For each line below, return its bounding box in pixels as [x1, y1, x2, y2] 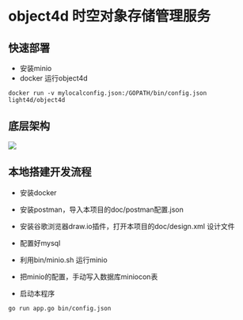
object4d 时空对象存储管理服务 [8, 7, 211, 25]
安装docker [19, 187, 57, 198]
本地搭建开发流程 [8, 165, 92, 179]
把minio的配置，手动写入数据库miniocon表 [19, 272, 158, 281]
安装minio [19, 64, 52, 73]
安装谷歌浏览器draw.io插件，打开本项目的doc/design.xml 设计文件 [19, 221, 235, 231]
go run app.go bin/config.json [8, 304, 112, 312]
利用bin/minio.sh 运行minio [19, 254, 108, 265]
